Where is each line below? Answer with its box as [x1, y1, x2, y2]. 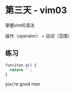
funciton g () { [5, 62, 37, 68]
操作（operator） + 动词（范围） [5, 33, 72, 39]
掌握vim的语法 [5, 22, 35, 28]
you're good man [5, 81, 40, 87]
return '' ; [9, 67, 32, 72]
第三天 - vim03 [5, 5, 67, 16]
